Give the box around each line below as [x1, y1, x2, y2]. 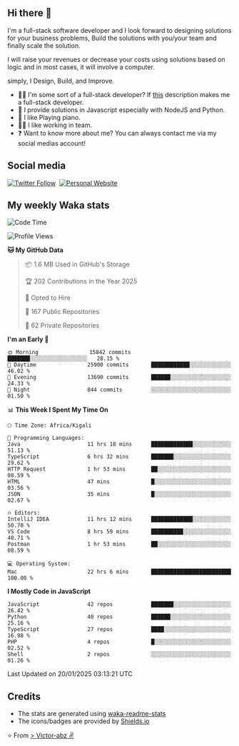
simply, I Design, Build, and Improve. [7, 76, 114, 85]
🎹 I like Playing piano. [17, 113, 81, 121]
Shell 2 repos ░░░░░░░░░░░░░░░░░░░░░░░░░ [7, 651, 232, 658]
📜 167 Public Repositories [24, 308, 100, 316]
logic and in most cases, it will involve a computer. [7, 62, 155, 71]
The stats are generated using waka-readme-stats [17, 710, 166, 718]
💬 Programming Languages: [7, 435, 84, 442]
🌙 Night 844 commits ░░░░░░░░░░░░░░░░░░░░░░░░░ [7, 386, 232, 393]
